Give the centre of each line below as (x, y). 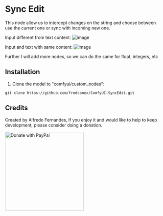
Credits (17, 108)
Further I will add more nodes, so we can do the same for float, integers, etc (81, 56)
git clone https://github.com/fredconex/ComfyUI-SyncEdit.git (70, 93)
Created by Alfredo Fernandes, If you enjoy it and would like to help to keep (81, 120)
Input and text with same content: (39, 47)
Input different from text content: (38, 37)
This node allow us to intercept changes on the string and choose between (81, 23)
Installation (23, 72)
